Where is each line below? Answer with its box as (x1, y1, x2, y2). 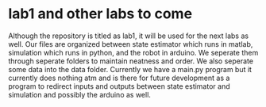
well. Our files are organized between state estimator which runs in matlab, (8, 39, 253, 48)
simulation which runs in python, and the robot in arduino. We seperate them (8, 48, 259, 57)
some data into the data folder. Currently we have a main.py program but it (8, 64, 253, 74)
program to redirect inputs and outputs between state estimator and (8, 81, 230, 91)
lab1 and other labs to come (8, 5, 193, 23)
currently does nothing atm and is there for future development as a (8, 73, 230, 82)
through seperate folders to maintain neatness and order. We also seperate (8, 56, 254, 66)
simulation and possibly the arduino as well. (8, 90, 151, 99)
